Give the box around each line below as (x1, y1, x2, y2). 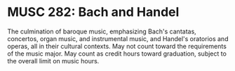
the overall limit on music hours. (7, 56, 100, 65)
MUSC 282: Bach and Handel (7, 4, 180, 20)
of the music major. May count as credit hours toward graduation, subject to (7, 49, 227, 58)
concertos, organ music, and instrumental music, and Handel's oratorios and (7, 34, 229, 42)
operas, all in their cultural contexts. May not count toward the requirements (7, 42, 227, 50)
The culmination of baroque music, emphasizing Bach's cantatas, (7, 27, 196, 35)
